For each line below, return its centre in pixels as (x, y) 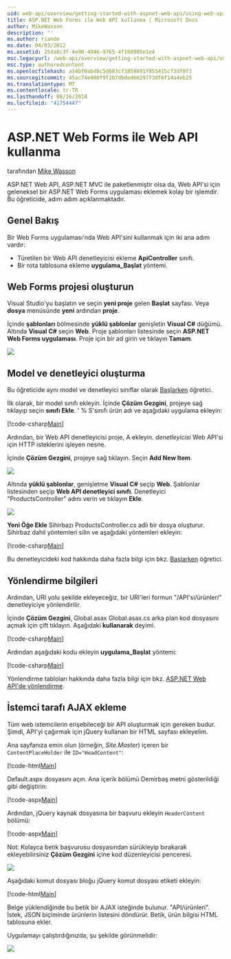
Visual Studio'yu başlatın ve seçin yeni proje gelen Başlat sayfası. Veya (108, 303)
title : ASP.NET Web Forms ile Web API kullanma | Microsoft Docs (102, 20)
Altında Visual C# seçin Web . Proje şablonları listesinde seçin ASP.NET (108, 331)
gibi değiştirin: (27, 786)
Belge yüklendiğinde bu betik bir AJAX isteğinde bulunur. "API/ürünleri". (109, 907)
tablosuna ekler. (30, 922)
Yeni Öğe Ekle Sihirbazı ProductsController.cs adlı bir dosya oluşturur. (106, 525)
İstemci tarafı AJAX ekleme (67, 708)
